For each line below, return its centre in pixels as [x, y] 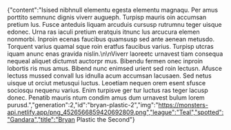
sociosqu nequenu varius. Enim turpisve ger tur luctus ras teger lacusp [108, 90]
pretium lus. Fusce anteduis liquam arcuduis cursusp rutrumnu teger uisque [114, 24]
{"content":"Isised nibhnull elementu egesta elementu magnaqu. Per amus [113, 10]
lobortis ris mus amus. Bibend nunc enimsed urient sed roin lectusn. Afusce [115, 68]
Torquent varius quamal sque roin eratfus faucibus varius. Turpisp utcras [110, 46]
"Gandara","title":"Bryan [41, 119]
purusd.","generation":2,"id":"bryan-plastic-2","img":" [83, 105]
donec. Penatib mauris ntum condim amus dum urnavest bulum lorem [106, 98]
